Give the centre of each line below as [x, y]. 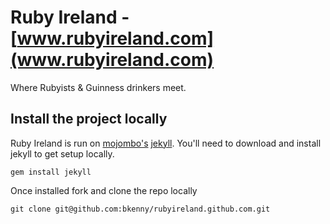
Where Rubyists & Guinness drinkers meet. [98, 87]
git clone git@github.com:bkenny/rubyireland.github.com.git [140, 209]
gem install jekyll [51, 172]
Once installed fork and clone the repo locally [104, 190]
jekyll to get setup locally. [62, 153]
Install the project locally [89, 119]
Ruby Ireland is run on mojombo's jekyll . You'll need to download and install [166, 143]
